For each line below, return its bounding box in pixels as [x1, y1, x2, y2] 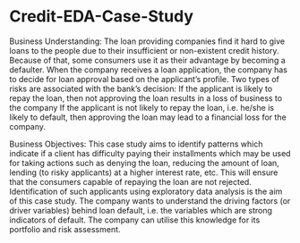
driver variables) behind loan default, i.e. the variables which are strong [9, 205, 273, 215]
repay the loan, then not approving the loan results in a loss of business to [9, 92, 283, 104]
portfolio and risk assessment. [9, 223, 121, 234]
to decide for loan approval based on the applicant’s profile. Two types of [9, 73, 279, 84]
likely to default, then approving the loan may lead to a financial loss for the [9, 112, 287, 122]
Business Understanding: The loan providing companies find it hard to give [9, 36, 286, 46]
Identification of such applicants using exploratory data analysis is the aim [9, 186, 283, 197]
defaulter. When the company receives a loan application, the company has [9, 64, 288, 75]
